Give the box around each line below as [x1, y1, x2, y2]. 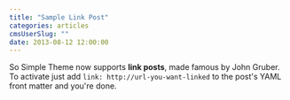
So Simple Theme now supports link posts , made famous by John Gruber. [9, 62, 280, 73]
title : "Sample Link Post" [9, 12, 109, 22]
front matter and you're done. [9, 81, 117, 91]
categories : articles [9, 21, 90, 30]
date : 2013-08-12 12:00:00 [9, 37, 109, 47]
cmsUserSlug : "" [9, 29, 69, 38]
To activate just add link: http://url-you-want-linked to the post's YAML [9, 72, 282, 82]
